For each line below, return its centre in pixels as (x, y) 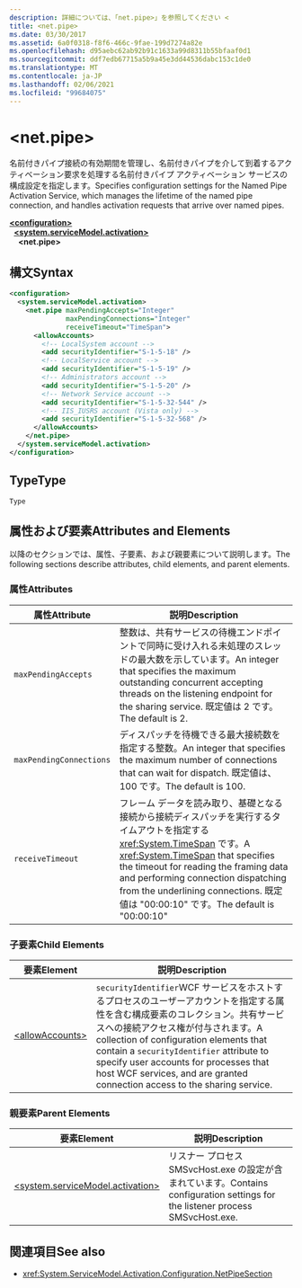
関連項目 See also (58, 1252)
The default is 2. (154, 718)
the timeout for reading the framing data (204, 866)
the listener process (210, 1206)
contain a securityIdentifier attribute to (182, 1051)
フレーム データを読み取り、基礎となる (201, 803)
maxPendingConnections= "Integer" (129, 319)
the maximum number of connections (198, 759)
